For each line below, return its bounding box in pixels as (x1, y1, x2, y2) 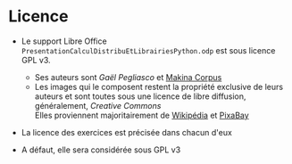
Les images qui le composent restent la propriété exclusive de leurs (34, 81, 283, 92)
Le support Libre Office (21, 36, 108, 46)
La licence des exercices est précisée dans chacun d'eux (21, 127, 233, 137)
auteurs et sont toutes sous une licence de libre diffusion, (34, 91, 246, 102)
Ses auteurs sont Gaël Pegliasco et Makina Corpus (34, 71, 222, 82)
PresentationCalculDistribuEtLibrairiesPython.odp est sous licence (21, 45, 276, 55)
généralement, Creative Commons (34, 100, 162, 111)
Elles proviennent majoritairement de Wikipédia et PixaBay (34, 110, 249, 120)
